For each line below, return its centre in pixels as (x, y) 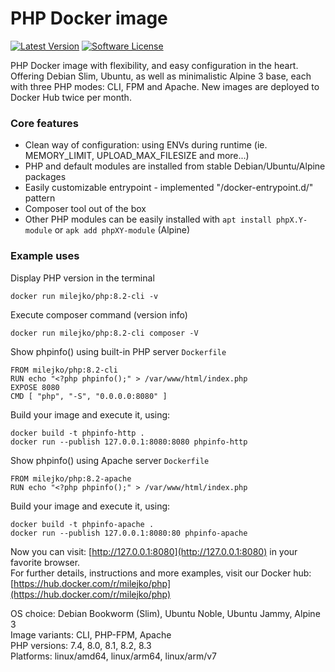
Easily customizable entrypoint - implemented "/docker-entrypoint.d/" (169, 188)
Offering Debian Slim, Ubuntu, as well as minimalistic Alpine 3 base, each (161, 76)
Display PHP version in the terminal (82, 278)
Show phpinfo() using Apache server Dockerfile (110, 460)
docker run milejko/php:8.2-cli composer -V (104, 333)
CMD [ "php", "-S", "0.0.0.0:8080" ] (89, 396)
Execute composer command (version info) (99, 314)
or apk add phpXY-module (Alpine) (122, 230)
